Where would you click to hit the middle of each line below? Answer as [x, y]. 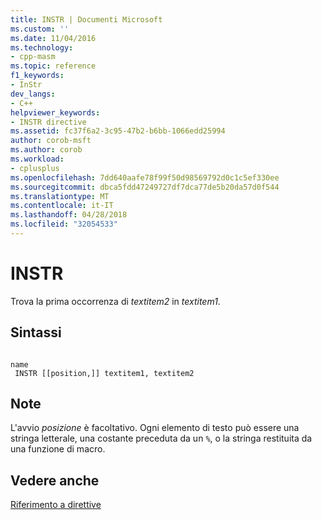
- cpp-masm [33, 57]
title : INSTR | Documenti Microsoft [86, 19]
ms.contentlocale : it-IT [62, 206]
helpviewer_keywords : [55, 112]
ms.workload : [37, 159]
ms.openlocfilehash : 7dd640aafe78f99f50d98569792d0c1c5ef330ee [145, 177]
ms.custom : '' [40, 29]
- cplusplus [35, 168]
